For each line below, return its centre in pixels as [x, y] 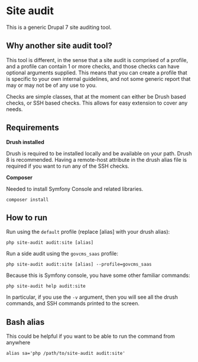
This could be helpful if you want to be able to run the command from [91, 336]
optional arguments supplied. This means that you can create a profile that [97, 73]
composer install [27, 200]
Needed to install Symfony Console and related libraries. [75, 189]
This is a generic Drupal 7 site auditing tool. [59, 27]
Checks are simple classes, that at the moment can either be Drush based [96, 96]
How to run [27, 218]
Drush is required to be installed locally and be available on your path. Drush [99, 153]
